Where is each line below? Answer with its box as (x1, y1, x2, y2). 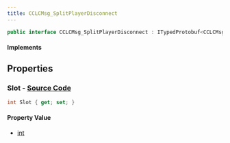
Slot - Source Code (7, 83, 72, 93)
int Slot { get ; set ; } (7, 99, 75, 106)
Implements (7, 44, 42, 52)
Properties (7, 63, 53, 75)
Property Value (7, 114, 51, 122)
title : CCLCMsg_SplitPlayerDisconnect (7, 10, 118, 17)
